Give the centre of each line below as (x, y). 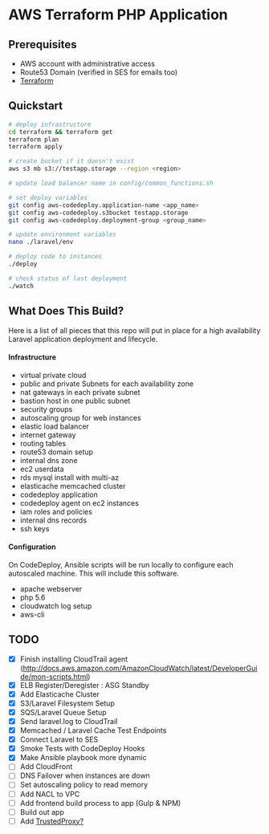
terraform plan (34, 139)
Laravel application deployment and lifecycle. (83, 339)
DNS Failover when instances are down (85, 775)
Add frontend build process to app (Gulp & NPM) (100, 803)
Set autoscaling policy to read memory (84, 785)
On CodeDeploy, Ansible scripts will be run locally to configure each (121, 564)
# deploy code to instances (55, 257)
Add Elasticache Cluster (60, 694)
